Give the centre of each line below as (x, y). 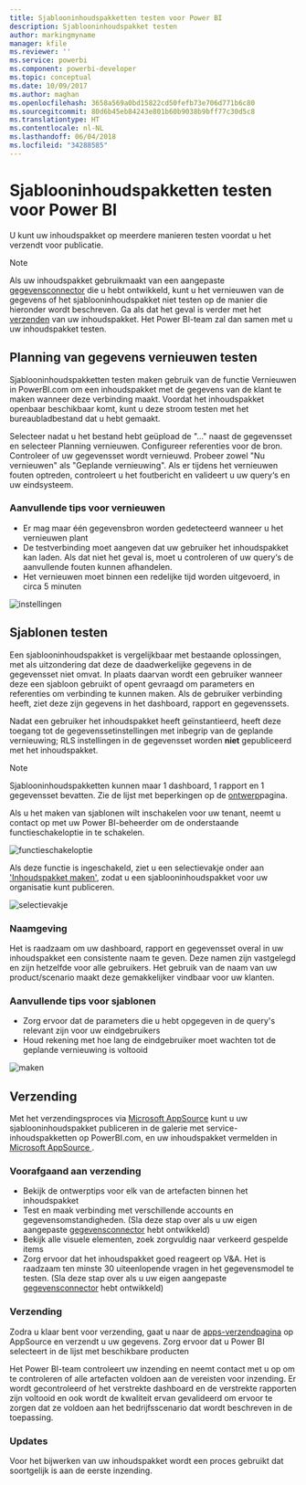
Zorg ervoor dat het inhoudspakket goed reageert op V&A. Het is (144, 1259)
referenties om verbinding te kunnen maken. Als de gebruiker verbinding (146, 693)
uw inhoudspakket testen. (58, 329)
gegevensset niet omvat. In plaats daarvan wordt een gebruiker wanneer (146, 674)
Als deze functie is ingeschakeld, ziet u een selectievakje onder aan (137, 868)
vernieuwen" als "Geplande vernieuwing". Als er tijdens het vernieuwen (144, 465)
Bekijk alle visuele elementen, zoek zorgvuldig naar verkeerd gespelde (155, 1239)
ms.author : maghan (44, 94)
